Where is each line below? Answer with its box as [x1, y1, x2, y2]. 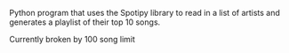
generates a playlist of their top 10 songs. [9, 17, 161, 27]
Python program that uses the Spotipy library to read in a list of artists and [9, 8, 280, 18]
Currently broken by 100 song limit [9, 34, 136, 44]
